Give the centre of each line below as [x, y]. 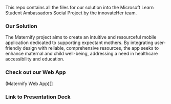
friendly [14, 48]
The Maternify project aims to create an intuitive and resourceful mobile [81, 37]
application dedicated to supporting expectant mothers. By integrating [79, 43]
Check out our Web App [36, 72]
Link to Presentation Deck [38, 97]
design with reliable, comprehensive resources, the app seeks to [91, 48]
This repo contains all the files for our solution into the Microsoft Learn [80, 7]
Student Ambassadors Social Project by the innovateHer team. [71, 13]
